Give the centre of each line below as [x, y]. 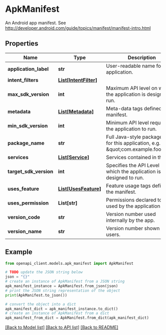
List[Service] [74, 157]
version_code [24, 217]
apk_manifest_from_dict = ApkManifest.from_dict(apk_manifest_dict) [77, 318]
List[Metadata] [76, 111]
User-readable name [130, 66]
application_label [28, 69]
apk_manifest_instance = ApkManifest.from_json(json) [62, 286]
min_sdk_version [28, 126]
